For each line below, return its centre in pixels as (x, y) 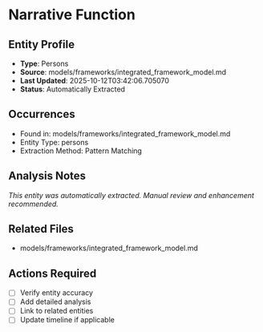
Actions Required (53, 273)
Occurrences (42, 114)
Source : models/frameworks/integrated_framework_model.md (123, 72)
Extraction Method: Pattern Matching (81, 151)
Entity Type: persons (54, 142)
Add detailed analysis (55, 302)
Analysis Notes (47, 176)
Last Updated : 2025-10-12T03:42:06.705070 (95, 81)
